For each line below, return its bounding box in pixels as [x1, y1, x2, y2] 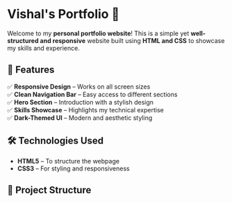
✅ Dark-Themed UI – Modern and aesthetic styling [7, 114, 153, 122]
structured [7, 36, 39, 44]
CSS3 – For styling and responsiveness [17, 164, 130, 173]
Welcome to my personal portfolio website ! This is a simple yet [7, 29, 190, 37]
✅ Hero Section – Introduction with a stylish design [7, 98, 154, 106]
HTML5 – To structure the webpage [17, 157, 120, 165]
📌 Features [7, 64, 55, 76]
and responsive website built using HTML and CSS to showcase [40, 36, 225, 44]
